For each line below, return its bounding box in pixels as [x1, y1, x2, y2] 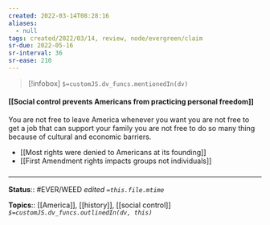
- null [15, 27, 38, 35]
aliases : [8, 19, 38, 27]
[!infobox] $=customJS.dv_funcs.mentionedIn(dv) [27, 78, 189, 88]
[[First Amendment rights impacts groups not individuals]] [19, 156, 212, 166]
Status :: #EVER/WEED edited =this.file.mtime [8, 185, 165, 194]
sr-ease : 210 [8, 57, 52, 65]
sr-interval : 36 [8, 49, 63, 57]
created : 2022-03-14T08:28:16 [8, 11, 110, 20]
